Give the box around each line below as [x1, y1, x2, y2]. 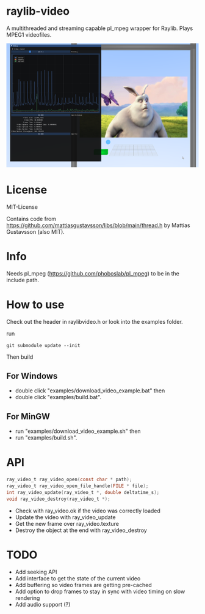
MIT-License [6, 203, 38, 211]
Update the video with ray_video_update [15, 513, 116, 521]
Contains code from [6, 215, 57, 222]
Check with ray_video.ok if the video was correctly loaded [15, 507, 160, 514]
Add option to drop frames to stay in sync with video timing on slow [15, 588, 185, 595]
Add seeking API [15, 568, 57, 575]
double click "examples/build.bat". [15, 394, 102, 401]
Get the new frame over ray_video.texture [15, 520, 119, 527]
